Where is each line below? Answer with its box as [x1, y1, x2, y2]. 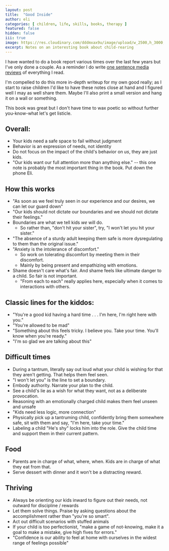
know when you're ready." [12, 333, 67, 339]
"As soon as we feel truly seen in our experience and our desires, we [12, 198, 155, 204]
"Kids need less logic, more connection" [12, 409, 97, 415]
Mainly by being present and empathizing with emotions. [20, 262, 138, 268]
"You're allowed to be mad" [12, 323, 70, 329]
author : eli [5, 17, 30, 22]
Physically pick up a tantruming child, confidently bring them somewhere [12, 414, 164, 420]
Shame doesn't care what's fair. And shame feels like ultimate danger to [12, 268, 162, 274]
